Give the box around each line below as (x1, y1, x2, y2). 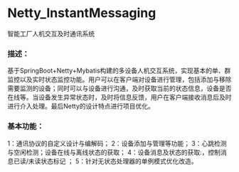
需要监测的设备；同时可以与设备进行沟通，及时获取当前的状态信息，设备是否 (7, 84, 232, 93)
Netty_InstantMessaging (7, 5, 156, 21)
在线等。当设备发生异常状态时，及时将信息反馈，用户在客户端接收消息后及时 (7, 93, 232, 102)
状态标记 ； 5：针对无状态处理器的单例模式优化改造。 (41, 156, 198, 165)
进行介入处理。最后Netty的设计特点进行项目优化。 (7, 102, 155, 111)
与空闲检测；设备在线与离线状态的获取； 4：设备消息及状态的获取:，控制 (7, 148, 221, 156)
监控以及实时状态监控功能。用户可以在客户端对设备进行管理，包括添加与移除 (7, 75, 232, 84)
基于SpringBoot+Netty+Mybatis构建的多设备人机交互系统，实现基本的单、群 (7, 66, 231, 75)
